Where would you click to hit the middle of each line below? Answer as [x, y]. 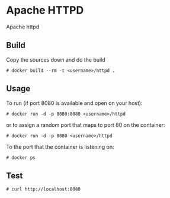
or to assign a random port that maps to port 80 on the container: [86, 124]
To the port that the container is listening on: [60, 146]
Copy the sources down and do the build [56, 59]
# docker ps [21, 158]
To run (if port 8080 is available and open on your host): [75, 103]
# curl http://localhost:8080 [44, 189]
